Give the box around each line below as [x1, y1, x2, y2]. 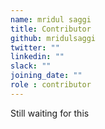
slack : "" [10, 61, 52, 71]
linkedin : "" [10, 52, 65, 62]
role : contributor [10, 80, 92, 90]
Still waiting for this [10, 107, 90, 119]
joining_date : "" [10, 71, 83, 81]
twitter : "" [10, 42, 60, 53]
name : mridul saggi [10, 14, 92, 25]
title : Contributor [10, 24, 92, 34]
